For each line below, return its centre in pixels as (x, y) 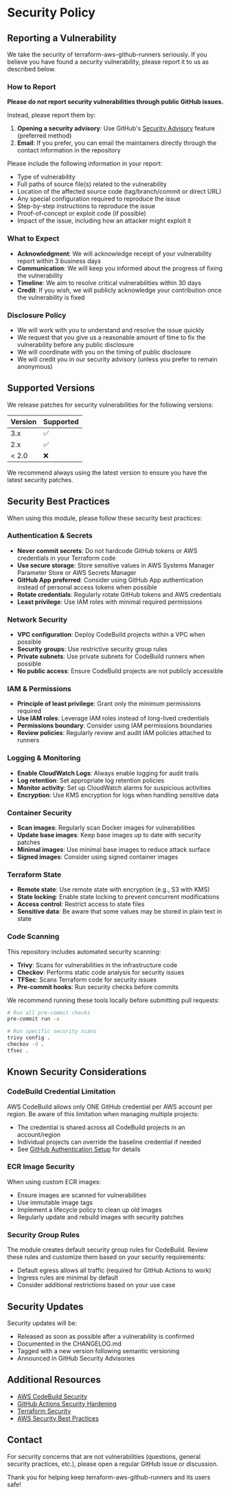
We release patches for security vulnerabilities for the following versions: (111, 405)
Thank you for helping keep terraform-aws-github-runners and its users (109, 1477)
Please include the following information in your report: (85, 163)
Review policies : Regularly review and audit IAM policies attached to (114, 733)
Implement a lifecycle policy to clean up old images (90, 1210)
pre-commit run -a (33, 1019)
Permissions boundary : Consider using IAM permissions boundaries (115, 725)
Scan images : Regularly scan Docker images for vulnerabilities (106, 828)
